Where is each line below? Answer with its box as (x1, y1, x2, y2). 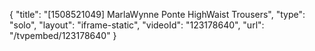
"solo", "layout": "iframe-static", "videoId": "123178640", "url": (9, 19, 265, 31)
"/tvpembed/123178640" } (9, 30, 117, 41)
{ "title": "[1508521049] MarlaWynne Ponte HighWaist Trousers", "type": (9, 9, 306, 20)
